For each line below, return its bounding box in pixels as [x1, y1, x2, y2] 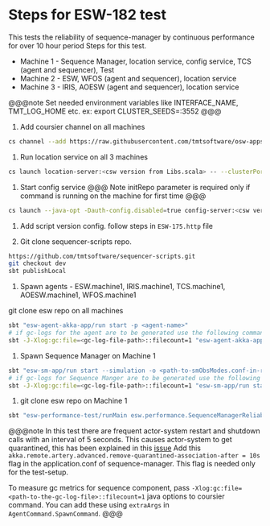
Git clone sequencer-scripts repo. [19, 236, 133, 246]
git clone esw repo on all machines [8, 306, 124, 316]
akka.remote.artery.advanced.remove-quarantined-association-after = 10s [8, 452, 261, 460]
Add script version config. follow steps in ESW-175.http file [19, 221, 213, 230]
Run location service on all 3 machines [19, 151, 149, 162]
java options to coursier [146, 491, 225, 501]
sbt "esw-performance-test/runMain [8, 412, 128, 420]
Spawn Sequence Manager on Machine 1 [19, 350, 156, 360]
